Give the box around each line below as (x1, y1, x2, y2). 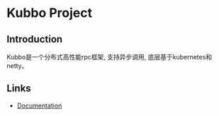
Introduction (6, 33, 63, 45)
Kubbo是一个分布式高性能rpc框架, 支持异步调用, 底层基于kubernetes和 (6, 53, 213, 61)
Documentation (16, 101, 62, 110)
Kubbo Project (6, 5, 93, 21)
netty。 (6, 62, 28, 70)
